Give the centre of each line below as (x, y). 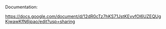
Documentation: (22, 7)
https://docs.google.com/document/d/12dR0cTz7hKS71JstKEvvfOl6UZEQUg (83, 16)
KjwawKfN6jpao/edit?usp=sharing (40, 22)
